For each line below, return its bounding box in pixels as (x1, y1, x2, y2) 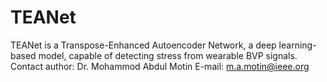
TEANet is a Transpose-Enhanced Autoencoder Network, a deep (10, 39, 277, 51)
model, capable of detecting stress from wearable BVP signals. (38, 49, 298, 61)
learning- (278, 39, 317, 51)
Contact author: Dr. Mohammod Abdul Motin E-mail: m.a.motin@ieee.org (10, 60, 310, 72)
